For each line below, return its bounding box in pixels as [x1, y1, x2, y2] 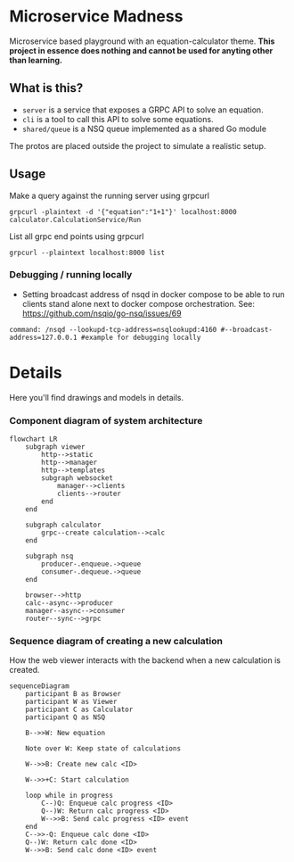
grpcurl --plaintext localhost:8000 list [9, 248, 166, 257]
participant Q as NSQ [25, 713, 105, 722]
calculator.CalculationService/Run [9, 215, 142, 224]
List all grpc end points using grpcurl [9, 230, 144, 242]
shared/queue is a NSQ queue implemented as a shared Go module [21, 123, 267, 134]
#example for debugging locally [80, 333, 201, 342]
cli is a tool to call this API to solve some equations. [21, 113, 214, 124]
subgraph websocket [41, 474, 114, 483]
